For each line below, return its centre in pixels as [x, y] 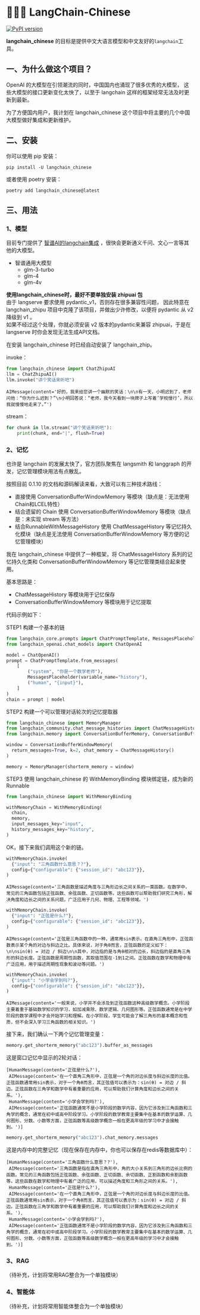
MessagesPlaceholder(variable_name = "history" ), [87, 678]
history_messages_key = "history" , [53, 830]
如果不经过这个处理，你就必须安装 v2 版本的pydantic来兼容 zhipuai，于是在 [99, 324]
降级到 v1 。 [21, 317]
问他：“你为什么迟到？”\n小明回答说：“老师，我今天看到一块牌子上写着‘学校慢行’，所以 [100, 398]
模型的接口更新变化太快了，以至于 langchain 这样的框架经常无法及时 [100, 92]
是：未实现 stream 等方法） [48, 519]
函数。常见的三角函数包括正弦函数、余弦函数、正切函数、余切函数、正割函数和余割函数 [97, 1175]
